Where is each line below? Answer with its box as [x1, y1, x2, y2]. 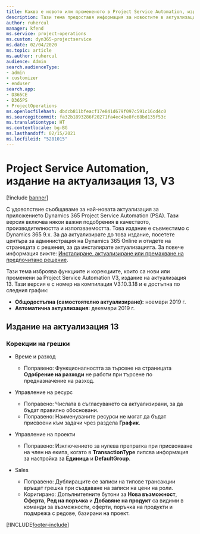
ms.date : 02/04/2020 [6, 42, 58, 48]
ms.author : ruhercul [6, 53, 58, 59]
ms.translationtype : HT [6, 120, 65, 126]
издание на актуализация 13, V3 [6, 174, 175, 188]
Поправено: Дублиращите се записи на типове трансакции [23, 478, 176, 485]
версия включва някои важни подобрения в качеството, [6, 218, 151, 225]
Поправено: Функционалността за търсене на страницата [23, 364, 172, 372]
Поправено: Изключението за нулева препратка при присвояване [23, 442, 193, 449]
